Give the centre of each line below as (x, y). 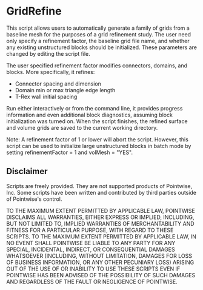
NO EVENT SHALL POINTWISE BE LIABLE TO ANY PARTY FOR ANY (91, 243)
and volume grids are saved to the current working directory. (82, 127)
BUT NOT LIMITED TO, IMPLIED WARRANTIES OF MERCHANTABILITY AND (101, 223)
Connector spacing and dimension (58, 84)
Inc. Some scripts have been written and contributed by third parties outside (101, 192)
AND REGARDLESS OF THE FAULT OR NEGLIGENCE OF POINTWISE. (92, 282)
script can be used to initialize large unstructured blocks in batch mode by (99, 146)
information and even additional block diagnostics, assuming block (89, 115)
